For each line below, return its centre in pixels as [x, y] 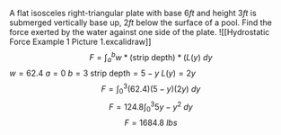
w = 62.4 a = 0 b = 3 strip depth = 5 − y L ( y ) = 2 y [102, 73]
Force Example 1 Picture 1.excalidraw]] [80, 41]
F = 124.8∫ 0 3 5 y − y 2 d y [151, 107]
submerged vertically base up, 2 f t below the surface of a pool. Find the [140, 22]
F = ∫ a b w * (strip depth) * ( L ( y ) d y [151, 58]
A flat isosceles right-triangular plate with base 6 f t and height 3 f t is [133, 13]
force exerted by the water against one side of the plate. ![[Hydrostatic [140, 32]
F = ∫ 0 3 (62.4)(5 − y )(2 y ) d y [151, 89]
